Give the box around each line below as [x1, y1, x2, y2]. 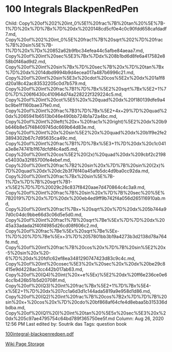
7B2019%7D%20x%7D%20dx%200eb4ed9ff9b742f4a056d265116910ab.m [5, 195, 166, 201]
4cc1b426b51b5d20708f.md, [5, 277, 66, 283]
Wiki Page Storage [5, 341, 45, 347]
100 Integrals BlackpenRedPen [5, 3, 139, 15]
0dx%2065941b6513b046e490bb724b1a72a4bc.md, [5, 113, 118, 119]
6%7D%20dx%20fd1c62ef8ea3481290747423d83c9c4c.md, [5, 255, 136, 261]
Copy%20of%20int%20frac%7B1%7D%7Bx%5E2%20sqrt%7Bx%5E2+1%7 [5, 85, 167, 92]
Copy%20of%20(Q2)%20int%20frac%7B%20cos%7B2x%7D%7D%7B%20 [5, 293, 167, 300]
